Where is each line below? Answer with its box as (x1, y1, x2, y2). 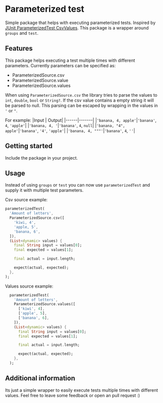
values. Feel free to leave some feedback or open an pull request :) (5, 392, 140, 398)
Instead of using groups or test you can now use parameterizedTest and (5, 182, 150, 188)
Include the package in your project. (5, 155, 78, 161)
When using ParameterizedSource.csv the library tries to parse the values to (5, 92, 158, 98)
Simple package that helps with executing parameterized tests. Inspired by (5, 20, 156, 26)
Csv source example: (5, 197, 48, 203)
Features (5, 44, 33, 53)
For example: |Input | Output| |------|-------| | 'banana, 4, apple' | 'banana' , (5, 117, 157, 123)
